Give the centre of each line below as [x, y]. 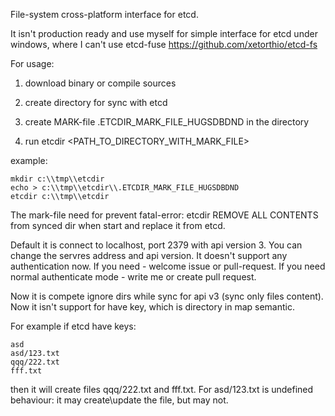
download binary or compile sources [100, 83]
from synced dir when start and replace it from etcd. [118, 225]
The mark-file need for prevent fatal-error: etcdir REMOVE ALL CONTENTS [164, 215]
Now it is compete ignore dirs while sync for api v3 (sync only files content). [167, 296]
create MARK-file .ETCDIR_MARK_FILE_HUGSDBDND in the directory [167, 122]
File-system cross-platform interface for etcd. [104, 14]
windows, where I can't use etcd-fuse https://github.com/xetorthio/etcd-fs [164, 44]
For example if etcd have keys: [73, 326]
